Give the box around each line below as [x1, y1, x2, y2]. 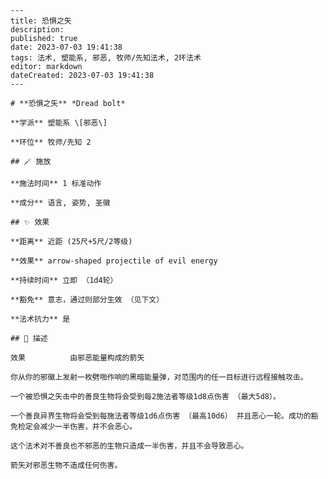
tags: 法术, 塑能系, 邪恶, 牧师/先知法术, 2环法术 [10, 53, 202, 63]
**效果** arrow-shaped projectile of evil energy [10, 256, 218, 266]
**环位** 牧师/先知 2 [10, 137, 92, 147]
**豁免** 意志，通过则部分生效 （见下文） [10, 295, 165, 305]
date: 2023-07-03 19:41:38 [10, 42, 123, 52]
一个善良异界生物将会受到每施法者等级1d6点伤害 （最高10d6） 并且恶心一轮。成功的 [10, 411, 312, 421]
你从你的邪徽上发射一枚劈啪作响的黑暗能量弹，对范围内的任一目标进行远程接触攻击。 [10, 372, 308, 382]
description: [10, 25, 65, 35]
